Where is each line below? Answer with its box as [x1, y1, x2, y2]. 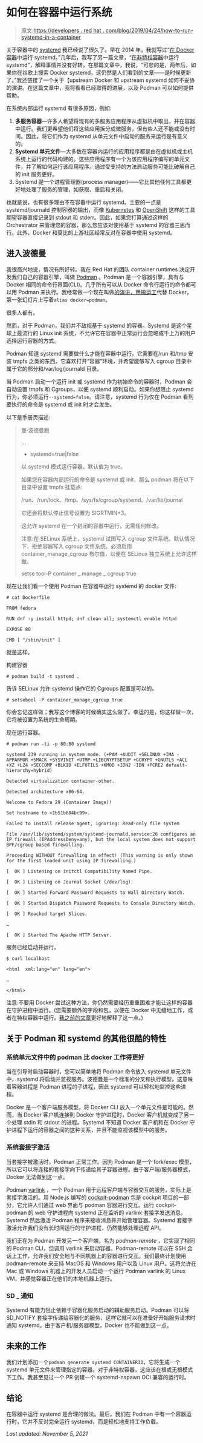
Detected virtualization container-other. [6, 778, 115, 784]
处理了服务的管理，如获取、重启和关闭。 [25, 186, 127, 193]
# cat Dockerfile [6, 594, 50, 601]
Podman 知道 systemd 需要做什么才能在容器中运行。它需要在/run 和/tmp [6, 350, 187, 357]
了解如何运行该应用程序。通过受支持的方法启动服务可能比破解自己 [31, 163, 195, 170]
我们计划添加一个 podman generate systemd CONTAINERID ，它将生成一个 [6, 1358, 181, 1365]
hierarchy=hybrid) [6, 767, 53, 774]
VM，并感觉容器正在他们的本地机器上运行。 [6, 1275, 116, 1282]
